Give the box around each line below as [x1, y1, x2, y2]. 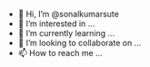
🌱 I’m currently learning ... [17, 28, 115, 38]
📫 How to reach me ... [17, 48, 103, 58]
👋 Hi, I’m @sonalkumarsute [17, 9, 120, 19]
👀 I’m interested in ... [17, 18, 95, 29]
